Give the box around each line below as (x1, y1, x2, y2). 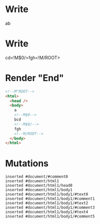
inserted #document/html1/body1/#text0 (5, 192, 88, 197)
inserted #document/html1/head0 (5, 183, 72, 188)
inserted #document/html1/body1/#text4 (5, 209, 88, 215)
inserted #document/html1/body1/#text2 (5, 201, 88, 206)
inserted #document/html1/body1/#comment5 (5, 214, 95, 219)
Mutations (5, 157, 49, 169)
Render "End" (5, 72, 64, 84)
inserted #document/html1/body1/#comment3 (5, 205, 95, 210)
